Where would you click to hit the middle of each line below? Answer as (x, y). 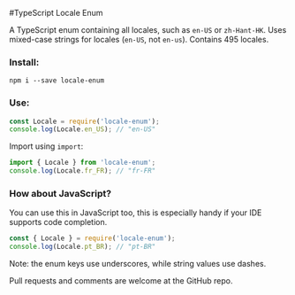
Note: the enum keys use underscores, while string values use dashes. (138, 264)
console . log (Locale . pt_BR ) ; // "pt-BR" (83, 247)
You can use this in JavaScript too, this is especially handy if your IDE (136, 213)
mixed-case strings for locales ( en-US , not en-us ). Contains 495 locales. (139, 39)
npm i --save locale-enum (57, 81)
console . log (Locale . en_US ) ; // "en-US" (83, 129)
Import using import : (46, 146)
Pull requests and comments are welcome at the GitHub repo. (121, 281)
